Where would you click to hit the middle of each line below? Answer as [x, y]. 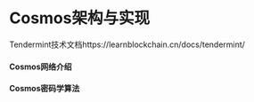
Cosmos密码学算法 [45, 89]
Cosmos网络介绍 [41, 67]
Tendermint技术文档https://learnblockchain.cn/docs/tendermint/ [127, 44]
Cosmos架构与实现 [79, 18]
